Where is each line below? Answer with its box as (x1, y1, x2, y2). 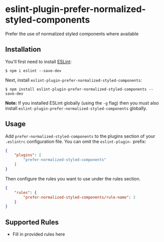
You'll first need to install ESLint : (5, 59, 72, 65)
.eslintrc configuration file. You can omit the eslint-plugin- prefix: (5, 138, 146, 144)
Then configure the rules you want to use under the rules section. (5, 175, 141, 181)
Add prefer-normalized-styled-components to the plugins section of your (5, 133, 155, 139)
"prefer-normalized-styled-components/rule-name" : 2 (23, 194, 136, 200)
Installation (5, 45, 41, 54)
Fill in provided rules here (12, 231, 65, 237)
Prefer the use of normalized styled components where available (5, 31, 139, 37)
